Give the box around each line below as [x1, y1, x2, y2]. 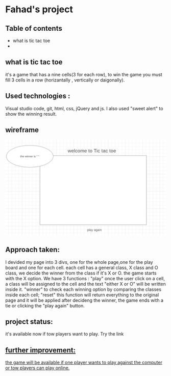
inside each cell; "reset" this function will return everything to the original [5, 291, 159, 298]
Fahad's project [5, 4, 73, 15]
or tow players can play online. [5, 365, 70, 371]
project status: [5, 317, 53, 326]
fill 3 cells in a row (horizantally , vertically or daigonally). [5, 77, 125, 83]
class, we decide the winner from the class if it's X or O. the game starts [5, 270, 157, 276]
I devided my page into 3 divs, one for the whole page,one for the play [5, 259, 153, 265]
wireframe [5, 126, 39, 134]
